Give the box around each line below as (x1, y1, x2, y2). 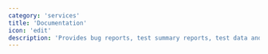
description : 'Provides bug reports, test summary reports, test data (8, 33, 248, 42)
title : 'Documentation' (8, 19, 88, 27)
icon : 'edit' (8, 26, 52, 34)
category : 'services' (8, 11, 81, 20)
